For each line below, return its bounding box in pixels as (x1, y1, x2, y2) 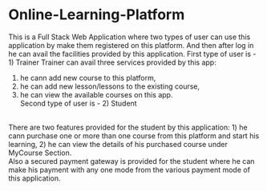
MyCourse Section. (8, 148, 72, 157)
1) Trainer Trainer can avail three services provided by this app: (8, 58, 216, 67)
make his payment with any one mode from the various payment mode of (8, 165, 251, 174)
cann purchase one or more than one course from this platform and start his (8, 130, 260, 141)
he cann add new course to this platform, (19, 73, 156, 82)
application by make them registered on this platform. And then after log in (8, 40, 254, 50)
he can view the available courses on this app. (19, 90, 173, 99)
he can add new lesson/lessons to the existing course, (19, 82, 200, 91)
